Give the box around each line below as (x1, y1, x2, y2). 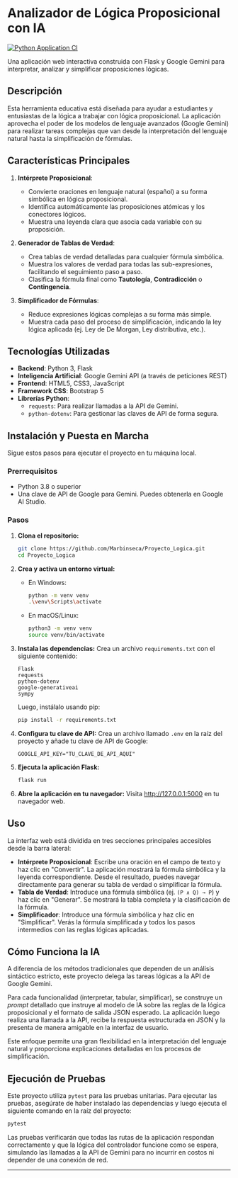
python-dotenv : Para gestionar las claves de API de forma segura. (28, 409, 220, 418)
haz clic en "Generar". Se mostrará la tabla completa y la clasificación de (17, 895, 230, 904)
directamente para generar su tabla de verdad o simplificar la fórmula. (17, 880, 222, 888)
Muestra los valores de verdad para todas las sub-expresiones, (28, 260, 213, 268)
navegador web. (17, 797, 66, 805)
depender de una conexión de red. (7, 1156, 108, 1165)
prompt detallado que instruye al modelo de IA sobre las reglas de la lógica (7, 1001, 226, 1009)
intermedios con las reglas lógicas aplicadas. (17, 925, 149, 934)
